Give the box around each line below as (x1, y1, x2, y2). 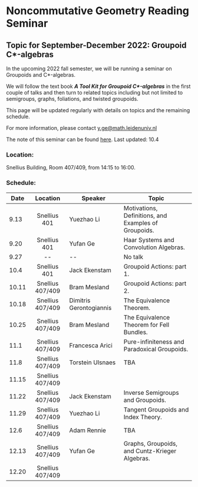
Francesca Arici (69, 341, 113, 349)
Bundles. (123, 328, 148, 336)
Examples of (123, 218, 158, 227)
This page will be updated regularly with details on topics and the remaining (6, 107, 190, 113)
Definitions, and (123, 211, 167, 220)
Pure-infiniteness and (123, 338, 184, 346)
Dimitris (69, 296, 91, 305)
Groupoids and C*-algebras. (6, 71, 75, 78)
